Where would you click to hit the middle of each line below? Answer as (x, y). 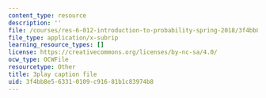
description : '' (35, 23)
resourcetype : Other (42, 67)
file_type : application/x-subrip (63, 38)
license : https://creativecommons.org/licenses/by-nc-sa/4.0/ (113, 52)
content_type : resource (47, 15)
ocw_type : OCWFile (38, 60)
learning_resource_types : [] (56, 45)
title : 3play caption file (53, 74)
